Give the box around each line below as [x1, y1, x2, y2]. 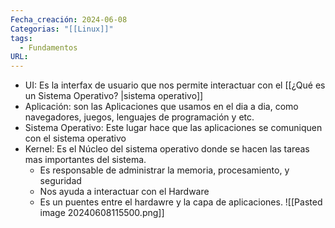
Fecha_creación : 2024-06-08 [10, 14, 128, 25]
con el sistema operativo [24, 132, 127, 145]
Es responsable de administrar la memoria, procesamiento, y [39, 164, 290, 176]
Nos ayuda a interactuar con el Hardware [39, 186, 210, 198]
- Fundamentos [19, 42, 78, 53]
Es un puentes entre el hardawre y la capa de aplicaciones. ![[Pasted [39, 196, 323, 208]
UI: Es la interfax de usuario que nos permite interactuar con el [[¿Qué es [24, 79, 326, 91]
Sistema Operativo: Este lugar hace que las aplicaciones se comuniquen [24, 122, 323, 134]
